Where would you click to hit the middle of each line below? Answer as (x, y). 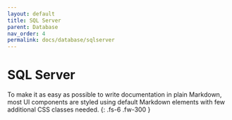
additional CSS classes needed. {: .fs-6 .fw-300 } (79, 109)
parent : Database (33, 27)
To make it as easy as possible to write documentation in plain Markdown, (115, 95)
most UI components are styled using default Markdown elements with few (116, 102)
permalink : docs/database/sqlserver (61, 40)
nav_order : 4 (26, 34)
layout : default (31, 14)
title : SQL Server (34, 20)
